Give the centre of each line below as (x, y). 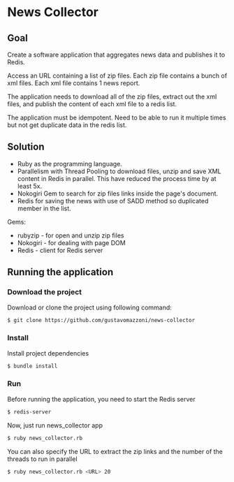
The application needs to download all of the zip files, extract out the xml (112, 96)
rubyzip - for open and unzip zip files (71, 235)
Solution (26, 147)
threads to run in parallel (43, 459)
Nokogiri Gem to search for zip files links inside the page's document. (118, 193)
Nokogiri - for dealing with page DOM (71, 242)
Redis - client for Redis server (60, 250)
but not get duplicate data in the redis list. (67, 125)
